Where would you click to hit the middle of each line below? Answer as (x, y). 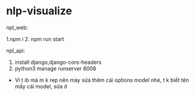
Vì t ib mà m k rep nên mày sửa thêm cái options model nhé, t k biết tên (102, 80)
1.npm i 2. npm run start (35, 39)
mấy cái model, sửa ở (41, 86)
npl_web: (17, 27)
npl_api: (16, 50)
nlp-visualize (39, 11)
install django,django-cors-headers (58, 62)
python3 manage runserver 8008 (56, 68)
